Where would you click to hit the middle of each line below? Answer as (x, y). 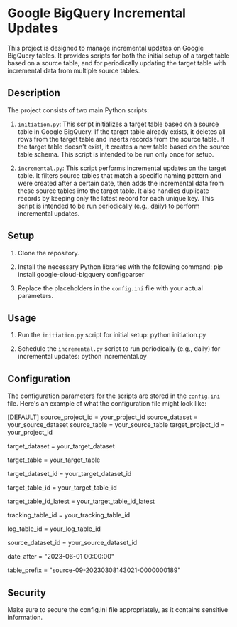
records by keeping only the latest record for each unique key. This (116, 198)
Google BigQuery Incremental (97, 13)
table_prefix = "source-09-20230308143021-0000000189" (94, 570)
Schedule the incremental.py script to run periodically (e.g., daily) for (119, 349)
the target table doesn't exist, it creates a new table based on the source (123, 147)
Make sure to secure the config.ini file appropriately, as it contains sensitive (118, 610)
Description (34, 93)
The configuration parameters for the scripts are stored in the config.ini (114, 396)
